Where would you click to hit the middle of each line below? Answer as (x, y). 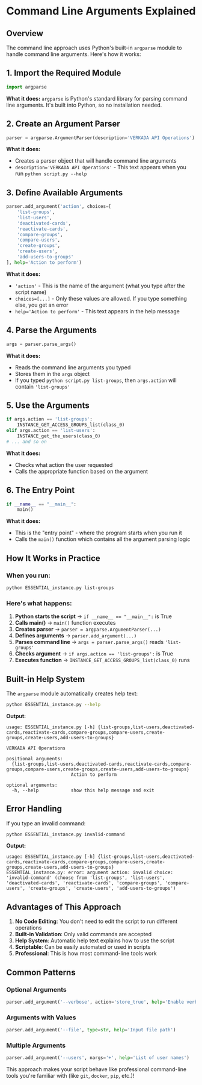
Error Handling (34, 809)
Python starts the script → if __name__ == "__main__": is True (93, 616)
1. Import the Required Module (64, 73)
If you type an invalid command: (46, 823)
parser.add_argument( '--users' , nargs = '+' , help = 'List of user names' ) (98, 1058)
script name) (31, 292)
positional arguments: (35, 758)
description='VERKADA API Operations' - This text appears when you (100, 167)
